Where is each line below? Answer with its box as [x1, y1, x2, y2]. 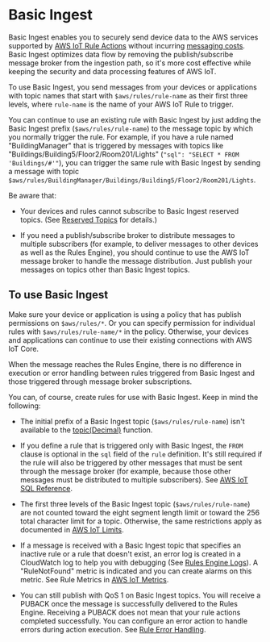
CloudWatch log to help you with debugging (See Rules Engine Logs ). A [19, 557, 259, 567]
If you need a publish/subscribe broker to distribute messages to [19, 230, 235, 240]
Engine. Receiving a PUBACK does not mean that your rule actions [19, 607, 241, 617]
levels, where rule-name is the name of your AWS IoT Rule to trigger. [8, 99, 234, 109]
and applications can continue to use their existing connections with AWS [8, 335, 252, 344]
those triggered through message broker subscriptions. [8, 377, 193, 386]
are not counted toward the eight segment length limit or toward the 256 [19, 507, 260, 517]
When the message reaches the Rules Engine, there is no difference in [8, 359, 242, 369]
